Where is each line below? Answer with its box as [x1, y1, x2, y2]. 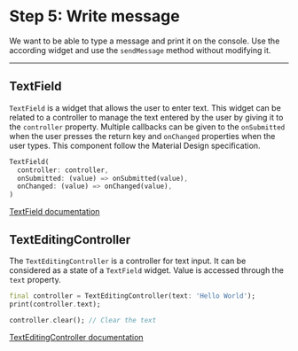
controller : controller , [17, 166, 109, 175]
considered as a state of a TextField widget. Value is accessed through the [9, 264, 284, 276]
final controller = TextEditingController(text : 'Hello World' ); [9, 291, 255, 300]
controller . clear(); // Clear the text [9, 316, 157, 324]
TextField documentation [9, 207, 100, 217]
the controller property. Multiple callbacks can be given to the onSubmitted [9, 121, 286, 132]
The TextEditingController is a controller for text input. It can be [9, 255, 247, 266]
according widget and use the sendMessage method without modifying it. [9, 44, 271, 55]
